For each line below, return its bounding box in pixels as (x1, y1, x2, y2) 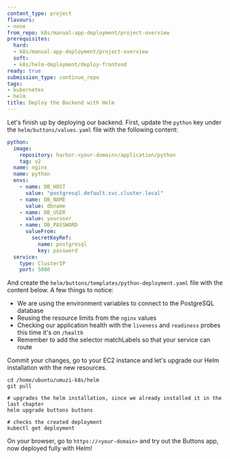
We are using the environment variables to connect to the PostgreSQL (16, 299, 214, 307)
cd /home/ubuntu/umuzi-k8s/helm (7, 377, 99, 384)
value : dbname (25, 202, 66, 209)
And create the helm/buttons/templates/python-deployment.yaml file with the (7, 279, 223, 287)
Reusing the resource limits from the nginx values (16, 314, 157, 322)
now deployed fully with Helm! (7, 444, 92, 453)
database (16, 307, 44, 315)
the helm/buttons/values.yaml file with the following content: (7, 125, 179, 134)
